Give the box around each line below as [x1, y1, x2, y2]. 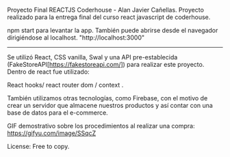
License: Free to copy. [7, 143, 70, 150]
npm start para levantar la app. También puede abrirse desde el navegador [7, 27, 218, 34]
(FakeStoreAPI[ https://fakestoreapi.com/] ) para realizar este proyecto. [7, 61, 205, 68]
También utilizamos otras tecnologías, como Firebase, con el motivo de [7, 94, 208, 102]
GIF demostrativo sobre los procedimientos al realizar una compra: [7, 122, 195, 130]
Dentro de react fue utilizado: [7, 68, 90, 76]
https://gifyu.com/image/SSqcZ [7, 129, 97, 137]
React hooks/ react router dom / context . [7, 81, 124, 89]
